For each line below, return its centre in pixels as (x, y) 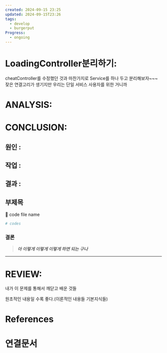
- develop (20, 24)
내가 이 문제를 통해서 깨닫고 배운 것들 (41, 288)
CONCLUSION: (36, 128)
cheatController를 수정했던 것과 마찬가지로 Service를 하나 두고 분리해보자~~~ (82, 78)
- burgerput (22, 28)
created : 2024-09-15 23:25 (33, 10)
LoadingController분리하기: (61, 64)
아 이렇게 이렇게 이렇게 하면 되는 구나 (52, 249)
